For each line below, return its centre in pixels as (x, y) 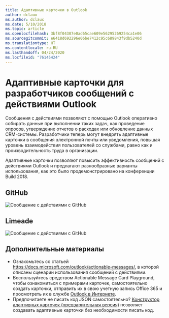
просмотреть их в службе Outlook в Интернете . (64, 294)
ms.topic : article (25, 29)
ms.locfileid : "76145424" (32, 57)
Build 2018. (17, 177)
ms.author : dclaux (25, 19)
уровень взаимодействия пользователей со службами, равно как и (79, 145)
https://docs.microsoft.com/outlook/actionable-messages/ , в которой (86, 267)
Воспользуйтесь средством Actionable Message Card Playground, (83, 277)
